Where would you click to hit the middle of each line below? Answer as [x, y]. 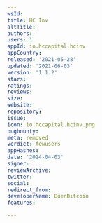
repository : [24, 111]
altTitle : [22, 27]
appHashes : [23, 151]
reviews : [20, 92]
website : [20, 105]
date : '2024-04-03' [36, 157]
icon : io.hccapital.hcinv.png [51, 124]
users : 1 [20, 40]
